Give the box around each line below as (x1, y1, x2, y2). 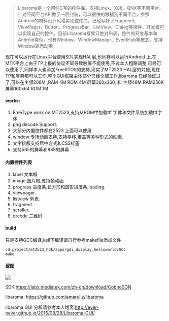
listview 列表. (12, 196, 41, 202)
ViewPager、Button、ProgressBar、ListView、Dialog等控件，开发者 (17, 24, 160, 30)
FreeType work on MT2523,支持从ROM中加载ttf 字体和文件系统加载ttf (12, 109, 158, 116)
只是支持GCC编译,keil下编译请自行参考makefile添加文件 (5, 237, 122, 243)
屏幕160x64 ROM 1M (5, 86, 49, 91)
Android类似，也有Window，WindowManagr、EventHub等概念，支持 (17, 37, 163, 43)
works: (5, 98, 20, 104)
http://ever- (75, 304, 99, 310)
